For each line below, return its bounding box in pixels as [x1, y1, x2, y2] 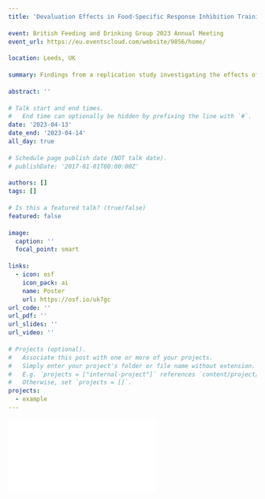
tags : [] [8, 188, 37, 196]
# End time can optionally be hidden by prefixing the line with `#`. [8, 113, 252, 121]
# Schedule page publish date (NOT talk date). [8, 154, 168, 162]
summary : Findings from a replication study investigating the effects [8, 71, 248, 79]
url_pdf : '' [8, 312, 47, 320]
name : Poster [22, 287, 65, 295]
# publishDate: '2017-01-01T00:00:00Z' [8, 162, 140, 170]
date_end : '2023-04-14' [8, 129, 87, 137]
